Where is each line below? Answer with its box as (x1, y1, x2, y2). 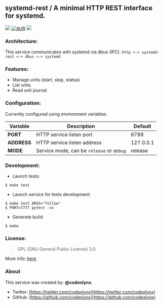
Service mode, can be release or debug (36, 147, 126, 154)
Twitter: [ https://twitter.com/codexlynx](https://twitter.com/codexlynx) (12, 289, 156, 295)
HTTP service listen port (36, 131, 93, 138)
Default (133, 123, 152, 130)
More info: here (5, 256, 37, 261)
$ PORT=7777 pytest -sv (5, 205, 54, 210)
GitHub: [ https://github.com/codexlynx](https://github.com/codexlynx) (12, 294, 156, 300)
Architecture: (5, 38, 38, 44)
